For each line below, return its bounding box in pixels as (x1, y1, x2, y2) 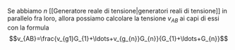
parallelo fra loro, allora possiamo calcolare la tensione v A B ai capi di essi (7, 14, 220, 24)
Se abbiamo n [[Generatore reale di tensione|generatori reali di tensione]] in (7, 7, 228, 15)
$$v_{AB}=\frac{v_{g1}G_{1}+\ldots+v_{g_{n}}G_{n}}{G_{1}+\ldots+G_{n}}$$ (9, 34, 228, 42)
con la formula (7, 23, 49, 32)
